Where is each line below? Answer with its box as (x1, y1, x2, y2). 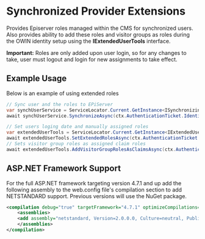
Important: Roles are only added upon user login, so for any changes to (6, 49, 187, 56)
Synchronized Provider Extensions (6, 4, 186, 18)
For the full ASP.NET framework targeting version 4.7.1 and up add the (6, 179, 182, 187)
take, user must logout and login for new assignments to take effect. (6, 55, 178, 63)
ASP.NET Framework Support (6, 163, 121, 174)
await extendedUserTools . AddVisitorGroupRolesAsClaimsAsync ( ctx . (6, 146, 176, 152)
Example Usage (6, 73, 67, 84)
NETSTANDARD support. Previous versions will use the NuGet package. (6, 192, 187, 199)
